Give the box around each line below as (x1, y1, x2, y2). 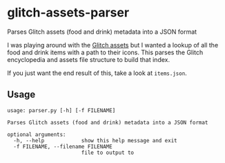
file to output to (81, 149, 135, 156)
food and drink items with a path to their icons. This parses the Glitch (7, 48, 204, 56)
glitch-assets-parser (7, 5, 130, 21)
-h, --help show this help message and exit (13, 137, 177, 144)
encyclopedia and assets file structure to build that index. (7, 55, 170, 63)
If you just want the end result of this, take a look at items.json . (7, 69, 188, 77)
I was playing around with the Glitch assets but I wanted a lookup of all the (7, 41, 219, 49)
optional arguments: (7, 131, 67, 138)
